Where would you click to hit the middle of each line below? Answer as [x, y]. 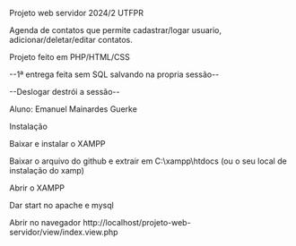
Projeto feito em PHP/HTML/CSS [70, 57]
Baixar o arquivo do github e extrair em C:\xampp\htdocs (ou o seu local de [148, 161]
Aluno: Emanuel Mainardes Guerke [73, 109]
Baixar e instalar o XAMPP [57, 144]
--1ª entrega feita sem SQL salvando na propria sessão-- [114, 74]
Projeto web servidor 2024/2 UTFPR [76, 13]
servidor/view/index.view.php [64, 232]
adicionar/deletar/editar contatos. [71, 40]
